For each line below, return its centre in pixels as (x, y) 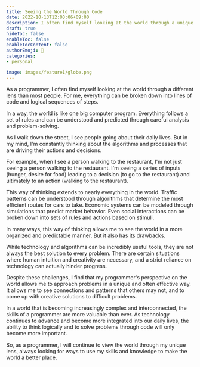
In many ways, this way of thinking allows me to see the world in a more (95, 229)
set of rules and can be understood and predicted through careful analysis (98, 120)
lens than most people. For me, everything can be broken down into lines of (99, 95)
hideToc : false (25, 34)
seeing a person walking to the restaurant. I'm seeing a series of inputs (93, 168)
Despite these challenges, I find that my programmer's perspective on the (97, 278)
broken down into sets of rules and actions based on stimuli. (80, 217)
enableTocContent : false (37, 45)
